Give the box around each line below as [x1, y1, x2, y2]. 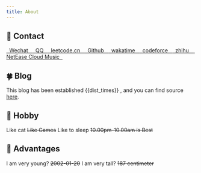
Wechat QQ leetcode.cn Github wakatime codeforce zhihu [8, 47, 190, 54]
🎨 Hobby [6, 111, 39, 121]
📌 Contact [6, 31, 45, 41]
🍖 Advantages [6, 144, 60, 154]
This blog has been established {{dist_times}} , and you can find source [6, 86, 184, 94]
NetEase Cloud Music [6, 53, 60, 61]
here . [6, 93, 19, 100]
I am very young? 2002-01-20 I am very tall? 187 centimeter [6, 160, 155, 167]
